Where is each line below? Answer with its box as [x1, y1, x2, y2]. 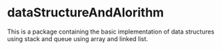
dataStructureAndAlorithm [7, 5, 164, 21]
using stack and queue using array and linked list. [7, 34, 148, 42]
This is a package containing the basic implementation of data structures [7, 27, 215, 36]
